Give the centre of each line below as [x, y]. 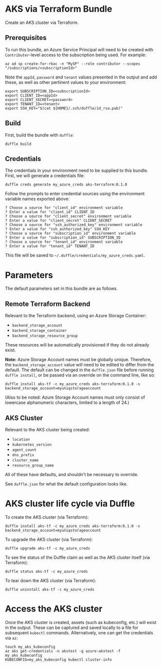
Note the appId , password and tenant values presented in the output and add [81, 77]
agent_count [24, 450]
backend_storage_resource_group [45, 336]
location [21, 439]
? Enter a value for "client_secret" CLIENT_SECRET [58, 221]
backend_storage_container [39, 331]
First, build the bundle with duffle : [39, 135]
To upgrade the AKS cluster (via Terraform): [49, 539]
